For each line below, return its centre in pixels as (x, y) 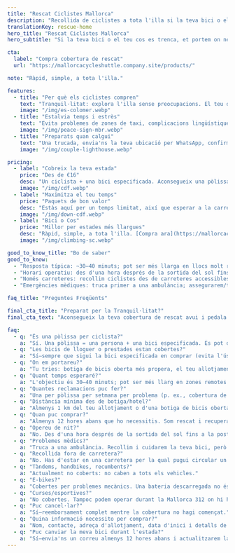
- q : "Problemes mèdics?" (51, 441)
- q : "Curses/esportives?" (53, 493)
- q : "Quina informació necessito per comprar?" (86, 519)
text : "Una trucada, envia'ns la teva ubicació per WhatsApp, (112, 143)
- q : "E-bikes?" (37, 480)
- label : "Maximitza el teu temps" (65, 194)
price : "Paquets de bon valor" (65, 201)
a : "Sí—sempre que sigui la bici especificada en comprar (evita (117, 356)
